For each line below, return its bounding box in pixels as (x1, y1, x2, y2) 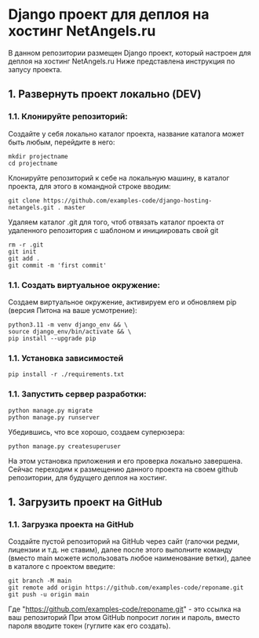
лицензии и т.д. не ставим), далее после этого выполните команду (8, 545, 233, 555)
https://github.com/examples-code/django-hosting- (42, 196, 213, 205)
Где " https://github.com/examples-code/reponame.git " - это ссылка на (8, 604, 242, 614)
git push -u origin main (8, 591, 89, 599)
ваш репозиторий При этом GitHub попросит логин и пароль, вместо (8, 613, 241, 622)
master (64, 203, 86, 211)
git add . (8, 254, 41, 262)
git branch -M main (8, 577, 72, 585)
